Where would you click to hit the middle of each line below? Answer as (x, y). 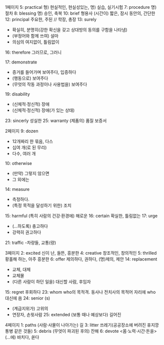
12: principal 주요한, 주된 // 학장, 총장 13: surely (51, 19)
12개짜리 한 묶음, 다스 (32, 141)
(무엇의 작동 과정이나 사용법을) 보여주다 (50, 84)
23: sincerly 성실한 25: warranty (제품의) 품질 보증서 (56, 121)
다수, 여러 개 (24, 153)
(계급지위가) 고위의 (30, 308)
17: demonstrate (21, 62)
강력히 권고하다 (27, 232)
